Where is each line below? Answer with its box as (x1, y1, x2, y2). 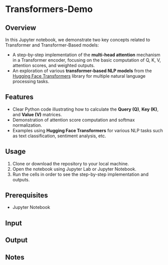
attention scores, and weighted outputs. (12, 63, 95, 68)
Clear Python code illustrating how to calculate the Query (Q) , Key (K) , (12, 106, 159, 112)
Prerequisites (5, 191, 48, 200)
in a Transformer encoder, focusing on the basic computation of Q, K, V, (12, 57, 161, 63)
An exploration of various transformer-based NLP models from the (12, 68, 152, 74)
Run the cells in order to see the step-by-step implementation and (12, 171, 149, 177)
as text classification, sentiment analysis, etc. (12, 133, 106, 139)
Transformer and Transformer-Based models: (5, 42, 99, 48)
